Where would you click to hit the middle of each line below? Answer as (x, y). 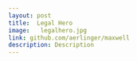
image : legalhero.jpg (48, 30)
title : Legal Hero (41, 23)
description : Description (51, 45)
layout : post (30, 15)
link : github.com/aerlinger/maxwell (69, 38)
